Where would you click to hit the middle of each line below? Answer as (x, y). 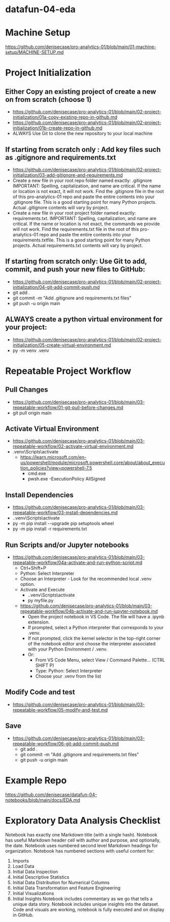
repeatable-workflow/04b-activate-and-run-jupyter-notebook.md (89, 611)
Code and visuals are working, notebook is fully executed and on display (89, 909)
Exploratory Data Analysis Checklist (83, 820)
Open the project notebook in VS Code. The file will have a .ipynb (96, 617)
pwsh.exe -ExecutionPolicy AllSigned (66, 479)
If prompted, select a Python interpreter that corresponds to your (96, 627)
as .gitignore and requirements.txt (61, 157)
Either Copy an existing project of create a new (81, 91)
